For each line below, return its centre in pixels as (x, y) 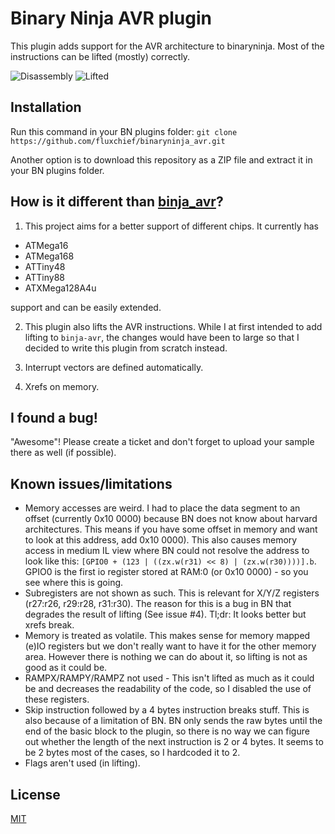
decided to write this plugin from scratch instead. (126, 348)
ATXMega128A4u (60, 288)
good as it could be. (66, 668)
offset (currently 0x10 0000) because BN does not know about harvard (171, 519)
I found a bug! (54, 417)
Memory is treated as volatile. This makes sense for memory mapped (167, 636)
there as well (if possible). (63, 453)
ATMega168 (49, 256)
